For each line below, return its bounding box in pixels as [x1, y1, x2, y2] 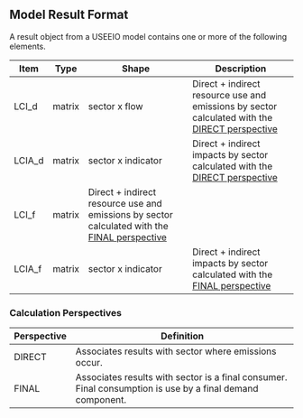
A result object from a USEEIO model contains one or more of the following [9, 31, 288, 42]
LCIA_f [14, 262, 42, 274]
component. [75, 394, 127, 406]
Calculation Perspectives [9, 306, 122, 319]
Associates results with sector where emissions [75, 345, 277, 358]
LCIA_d [14, 153, 44, 166]
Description [215, 62, 267, 75]
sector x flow [87, 99, 143, 112]
